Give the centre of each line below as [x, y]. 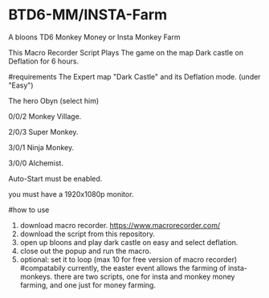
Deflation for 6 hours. [43, 61]
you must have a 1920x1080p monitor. [71, 194]
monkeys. [36, 276]
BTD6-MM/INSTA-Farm [88, 15]
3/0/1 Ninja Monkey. [41, 147]
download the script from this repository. [87, 234]
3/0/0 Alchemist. [36, 163]
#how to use [29, 210]
